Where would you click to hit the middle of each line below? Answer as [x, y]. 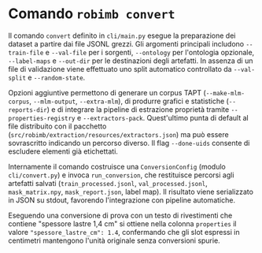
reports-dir [28, 110]
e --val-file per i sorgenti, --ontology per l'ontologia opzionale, [150, 52]
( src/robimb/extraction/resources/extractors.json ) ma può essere [119, 134]
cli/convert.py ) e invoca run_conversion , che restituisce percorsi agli [121, 175]
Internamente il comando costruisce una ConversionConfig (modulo [117, 166]
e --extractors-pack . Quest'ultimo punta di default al [163, 117]
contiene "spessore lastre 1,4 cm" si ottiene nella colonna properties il [122, 223]
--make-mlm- [225, 93]
